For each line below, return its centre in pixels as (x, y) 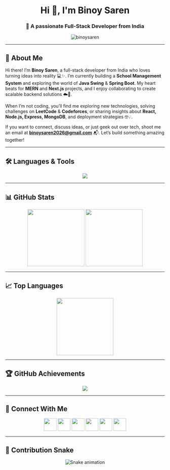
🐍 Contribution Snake (40, 450)
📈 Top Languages (34, 286)
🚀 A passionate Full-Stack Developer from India (85, 26)
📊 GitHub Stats (30, 197)
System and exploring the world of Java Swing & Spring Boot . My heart (80, 83)
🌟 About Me (24, 58)
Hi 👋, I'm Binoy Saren (85, 10)
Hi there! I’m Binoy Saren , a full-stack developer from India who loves (78, 70)
